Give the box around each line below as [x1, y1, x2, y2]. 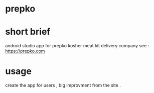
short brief [5, 26, 51, 38]
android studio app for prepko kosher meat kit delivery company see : [5, 43, 149, 49]
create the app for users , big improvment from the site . [5, 82, 121, 88]
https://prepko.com [5, 48, 45, 54]
